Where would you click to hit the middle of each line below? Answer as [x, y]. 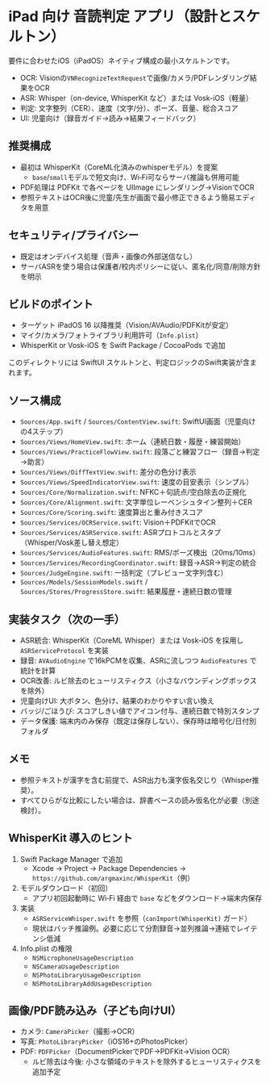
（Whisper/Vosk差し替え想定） [71, 542]
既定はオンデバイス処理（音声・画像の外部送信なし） [108, 256]
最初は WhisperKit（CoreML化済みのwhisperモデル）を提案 [119, 167]
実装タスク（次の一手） [66, 619]
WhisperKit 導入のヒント [71, 838]
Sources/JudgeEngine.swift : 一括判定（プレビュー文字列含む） [124, 573]
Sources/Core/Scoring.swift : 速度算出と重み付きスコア [111, 513]
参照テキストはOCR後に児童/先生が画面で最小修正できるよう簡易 [128, 197]
